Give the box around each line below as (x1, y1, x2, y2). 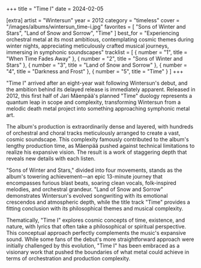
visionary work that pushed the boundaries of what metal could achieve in (6, 249, 190, 255)
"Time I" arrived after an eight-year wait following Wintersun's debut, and (6, 79, 188, 87)
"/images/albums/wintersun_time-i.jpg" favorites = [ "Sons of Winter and (6, 23, 186, 30)
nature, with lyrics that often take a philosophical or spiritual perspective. (6, 223, 187, 230)
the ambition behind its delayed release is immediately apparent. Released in (6, 86, 196, 93)
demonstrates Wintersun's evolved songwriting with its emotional (6, 192, 168, 199)
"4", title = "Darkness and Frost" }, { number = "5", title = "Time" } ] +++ (6, 68, 184, 75)
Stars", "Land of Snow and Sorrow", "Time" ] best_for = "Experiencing (6, 29, 179, 37)
